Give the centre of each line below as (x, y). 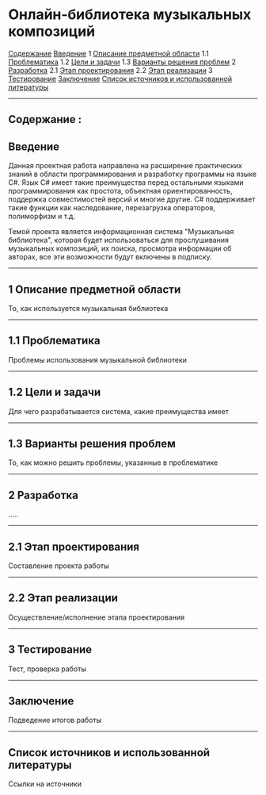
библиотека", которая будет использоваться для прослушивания (119, 240)
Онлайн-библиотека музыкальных (130, 15)
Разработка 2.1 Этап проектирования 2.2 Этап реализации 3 (111, 70)
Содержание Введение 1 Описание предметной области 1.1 (108, 53)
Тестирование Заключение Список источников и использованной (120, 79)
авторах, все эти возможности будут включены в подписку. (110, 257)
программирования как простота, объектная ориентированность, (120, 191)
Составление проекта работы (59, 566)
